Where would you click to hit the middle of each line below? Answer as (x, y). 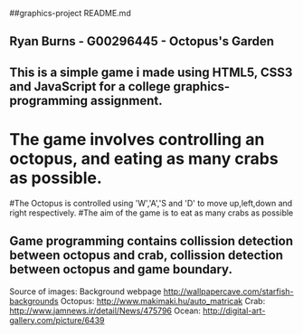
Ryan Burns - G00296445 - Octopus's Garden (142, 41)
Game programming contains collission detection (151, 241)
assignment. (126, 100)
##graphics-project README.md (70, 13)
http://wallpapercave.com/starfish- (228, 291)
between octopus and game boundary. (121, 269)
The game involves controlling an (137, 139)
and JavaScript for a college (90, 86)
